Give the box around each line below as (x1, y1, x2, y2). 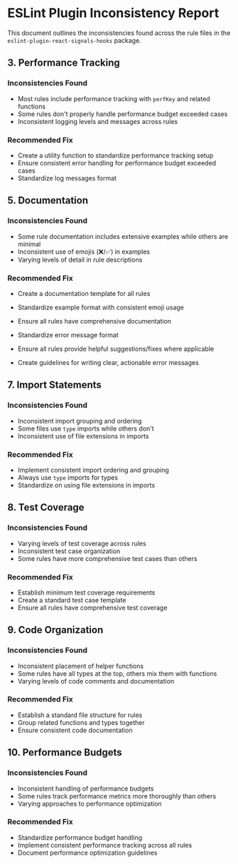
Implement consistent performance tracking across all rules (17, 840, 193, 849)
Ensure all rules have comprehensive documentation (17, 317, 172, 325)
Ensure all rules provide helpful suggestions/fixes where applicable (17, 344, 215, 353)
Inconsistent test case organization (17, 547, 121, 555)
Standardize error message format (17, 330, 119, 339)
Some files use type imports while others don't (17, 424, 154, 433)
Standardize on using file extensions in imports (17, 480, 156, 489)
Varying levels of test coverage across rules (17, 539, 147, 547)
